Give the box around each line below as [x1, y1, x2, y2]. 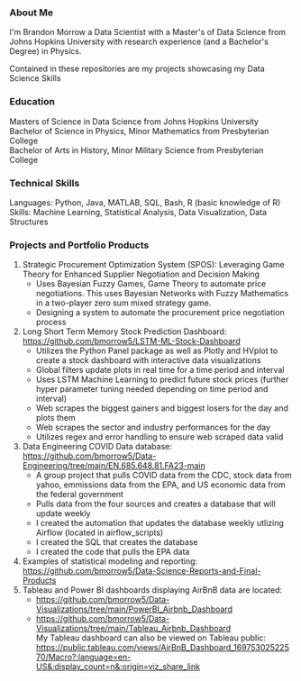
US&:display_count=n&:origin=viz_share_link [35, 661, 201, 672]
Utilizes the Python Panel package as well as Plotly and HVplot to [35, 345, 278, 357]
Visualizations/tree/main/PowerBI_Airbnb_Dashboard [35, 604, 233, 614]
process [35, 317, 67, 328]
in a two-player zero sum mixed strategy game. [35, 297, 212, 308]
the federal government [35, 489, 124, 500]
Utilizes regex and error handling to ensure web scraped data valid [35, 431, 284, 442]
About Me [9, 6, 54, 19]
